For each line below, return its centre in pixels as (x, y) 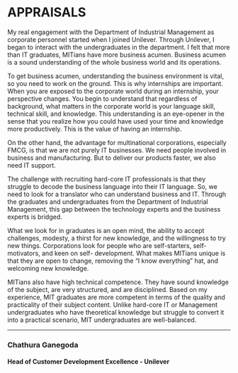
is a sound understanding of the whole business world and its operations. (114, 62)
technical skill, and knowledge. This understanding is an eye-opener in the (116, 114)
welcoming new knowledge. (48, 268)
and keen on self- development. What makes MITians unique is (134, 253)
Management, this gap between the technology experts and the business (114, 209)
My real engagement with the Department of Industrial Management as (111, 32)
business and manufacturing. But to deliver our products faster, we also (112, 158)
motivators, (24, 253)
